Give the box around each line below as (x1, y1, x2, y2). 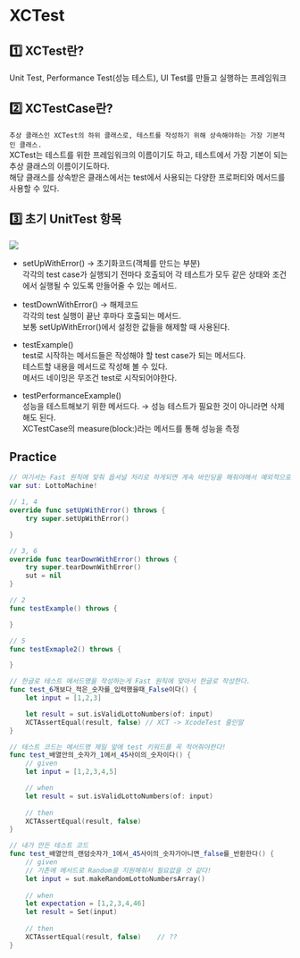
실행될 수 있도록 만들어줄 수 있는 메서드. (38, 280, 178, 290)
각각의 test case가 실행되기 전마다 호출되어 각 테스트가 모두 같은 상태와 (21, 269, 271, 280)
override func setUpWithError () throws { (9, 506, 166, 515)
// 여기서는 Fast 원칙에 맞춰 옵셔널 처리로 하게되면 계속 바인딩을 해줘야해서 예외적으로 (9, 473, 292, 483)
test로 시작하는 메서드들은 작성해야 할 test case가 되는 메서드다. (21, 349, 246, 360)
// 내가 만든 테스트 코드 (9, 841, 89, 850)
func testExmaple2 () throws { (9, 644, 122, 653)
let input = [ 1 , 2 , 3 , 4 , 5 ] (25, 768, 118, 777)
